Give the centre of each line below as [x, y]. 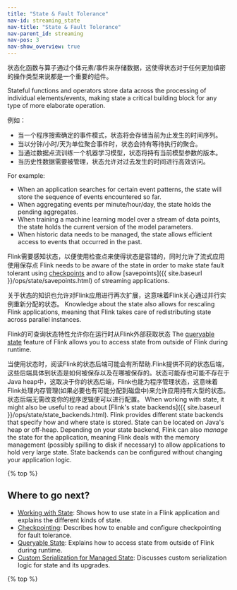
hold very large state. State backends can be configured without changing [115, 452]
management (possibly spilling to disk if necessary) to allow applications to [116, 445]
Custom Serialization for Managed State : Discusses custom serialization [122, 558]
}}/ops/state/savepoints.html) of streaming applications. [89, 281]
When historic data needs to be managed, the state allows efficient [115, 234]
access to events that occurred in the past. [80, 242]
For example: [26, 176]
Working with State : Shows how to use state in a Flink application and [119, 512]
